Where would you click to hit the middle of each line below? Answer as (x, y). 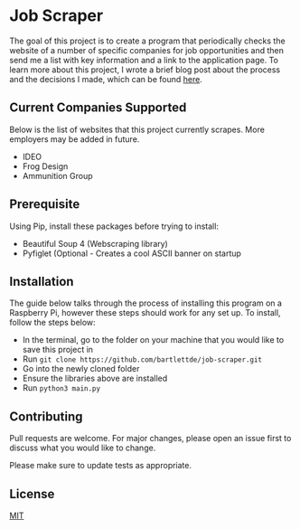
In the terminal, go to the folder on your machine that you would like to (153, 340)
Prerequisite (45, 204)
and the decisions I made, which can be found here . (106, 79)
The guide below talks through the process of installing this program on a (146, 303)
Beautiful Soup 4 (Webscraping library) (95, 243)
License (32, 494)
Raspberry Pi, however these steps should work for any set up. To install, (145, 313)
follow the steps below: (53, 323)
